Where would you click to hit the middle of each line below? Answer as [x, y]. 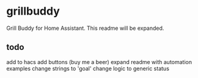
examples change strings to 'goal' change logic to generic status [88, 68]
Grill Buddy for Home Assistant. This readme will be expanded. [85, 28]
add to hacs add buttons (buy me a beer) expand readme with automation [99, 62]
